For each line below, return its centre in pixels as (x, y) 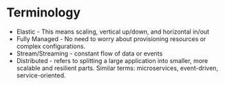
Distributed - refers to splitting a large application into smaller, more (112, 60)
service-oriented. (41, 75)
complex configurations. (51, 46)
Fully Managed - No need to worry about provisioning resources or (111, 38)
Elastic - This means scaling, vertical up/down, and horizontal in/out (113, 32)
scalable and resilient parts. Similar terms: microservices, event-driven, (117, 68)
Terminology (43, 13)
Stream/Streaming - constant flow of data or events (89, 53)
